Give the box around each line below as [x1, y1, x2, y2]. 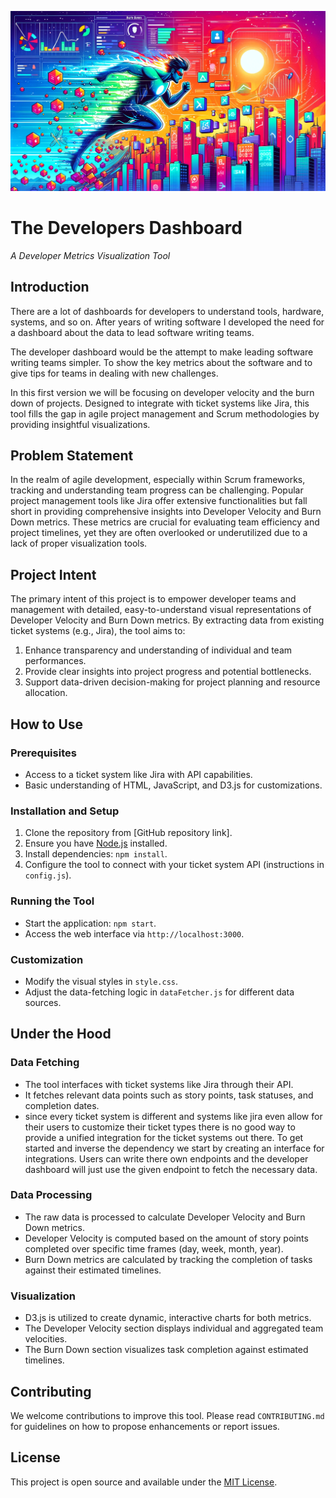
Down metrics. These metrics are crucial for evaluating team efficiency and [10, 516, 320, 528]
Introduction [10, 279, 90, 296]
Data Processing [10, 1188, 93, 1202]
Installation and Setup [10, 804, 120, 818]
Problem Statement [10, 447, 134, 465]
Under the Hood [10, 1026, 112, 1043]
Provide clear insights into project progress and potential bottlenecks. [24, 666, 312, 678]
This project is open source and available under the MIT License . [10, 1476, 278, 1488]
